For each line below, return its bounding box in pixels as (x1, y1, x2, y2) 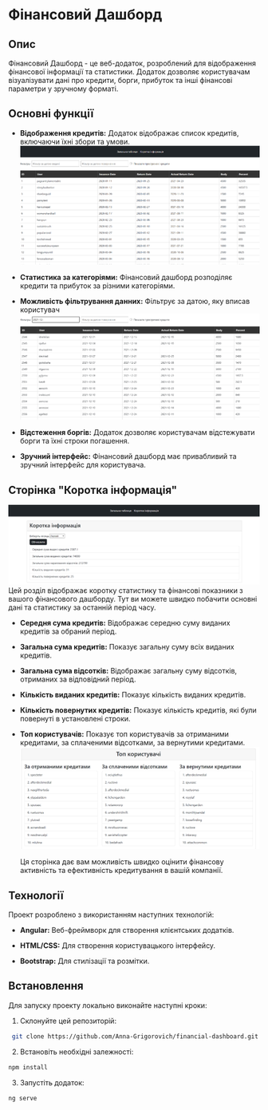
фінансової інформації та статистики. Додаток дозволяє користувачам (8, 67, 250, 77)
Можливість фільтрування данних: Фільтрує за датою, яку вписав (19, 296, 250, 306)
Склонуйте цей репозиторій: (19, 1016, 117, 1025)
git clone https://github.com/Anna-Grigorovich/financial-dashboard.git (11, 1032, 259, 1041)
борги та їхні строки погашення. (19, 436, 130, 446)
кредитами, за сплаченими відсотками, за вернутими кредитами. (19, 738, 246, 748)
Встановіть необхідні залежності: (19, 1047, 134, 1057)
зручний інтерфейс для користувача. (19, 460, 146, 470)
